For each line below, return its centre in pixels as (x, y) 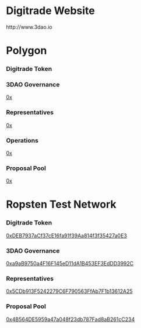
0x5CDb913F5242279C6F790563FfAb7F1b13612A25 (69, 291)
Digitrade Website (50, 11)
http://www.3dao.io (29, 27)
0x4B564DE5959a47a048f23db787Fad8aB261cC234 (70, 319)
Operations (22, 140)
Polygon (27, 51)
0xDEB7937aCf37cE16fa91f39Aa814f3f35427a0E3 (66, 236)
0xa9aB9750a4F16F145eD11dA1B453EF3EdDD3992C (70, 264)
